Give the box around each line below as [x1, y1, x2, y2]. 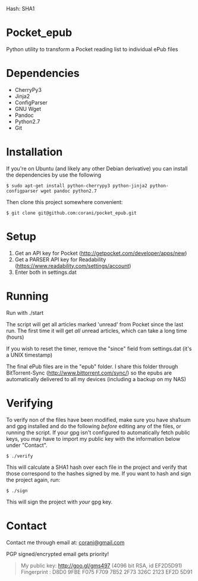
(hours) [6, 333, 24, 341]
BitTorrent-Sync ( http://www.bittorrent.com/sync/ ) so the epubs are [6, 369, 172, 376]
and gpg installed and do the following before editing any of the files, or [6, 422, 181, 429]
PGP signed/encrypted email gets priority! [6, 550, 109, 557]
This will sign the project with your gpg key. [6, 498, 113, 505]
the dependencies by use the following [6, 171, 102, 178]
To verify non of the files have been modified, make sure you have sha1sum [6, 416, 191, 423]
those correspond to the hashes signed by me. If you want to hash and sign [6, 469, 191, 477]
